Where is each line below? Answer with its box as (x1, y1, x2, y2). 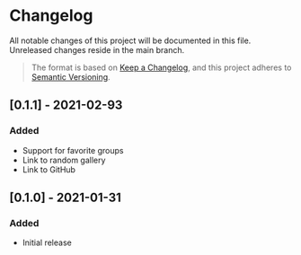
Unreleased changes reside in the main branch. (9, 44, 185, 55)
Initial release (22, 237, 72, 248)
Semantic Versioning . (31, 71, 111, 82)
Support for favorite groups (22, 145, 124, 155)
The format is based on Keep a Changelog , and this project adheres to (31, 62, 292, 73)
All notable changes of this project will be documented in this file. (9, 35, 252, 46)
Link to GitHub (22, 163, 76, 175)
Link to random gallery (22, 154, 106, 165)
